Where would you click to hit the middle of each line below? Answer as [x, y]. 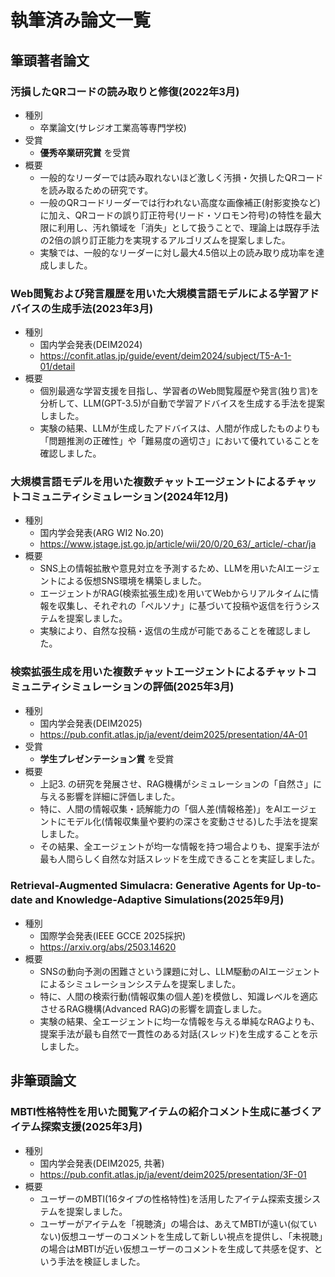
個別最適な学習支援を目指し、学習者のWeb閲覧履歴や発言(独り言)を [179, 391]
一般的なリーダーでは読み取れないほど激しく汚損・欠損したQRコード [181, 177]
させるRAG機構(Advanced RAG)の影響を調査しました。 [153, 1009]
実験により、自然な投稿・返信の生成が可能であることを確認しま [171, 631]
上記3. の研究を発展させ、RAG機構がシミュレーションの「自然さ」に [180, 783]
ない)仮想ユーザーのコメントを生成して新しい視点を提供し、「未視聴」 [181, 1236]
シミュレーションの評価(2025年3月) [147, 687]
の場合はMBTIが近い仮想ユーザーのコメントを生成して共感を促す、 [177, 1248]
